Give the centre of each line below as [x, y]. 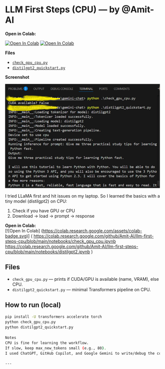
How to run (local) [33, 305]
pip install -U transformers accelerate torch [54, 317]
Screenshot [17, 77]
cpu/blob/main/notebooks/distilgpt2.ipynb [48, 252]
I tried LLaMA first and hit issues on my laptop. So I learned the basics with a [83, 196]
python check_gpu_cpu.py [30, 322]
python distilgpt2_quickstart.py [39, 327]
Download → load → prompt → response [53, 216]
